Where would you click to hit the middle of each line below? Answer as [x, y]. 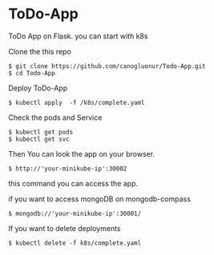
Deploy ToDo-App [38, 88]
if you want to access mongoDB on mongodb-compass [99, 199]
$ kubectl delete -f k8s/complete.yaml [75, 243]
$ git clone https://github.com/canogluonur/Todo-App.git [107, 66]
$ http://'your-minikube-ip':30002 [68, 169]
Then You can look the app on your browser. [81, 153]
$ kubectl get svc [39, 139]
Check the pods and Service [55, 118]
